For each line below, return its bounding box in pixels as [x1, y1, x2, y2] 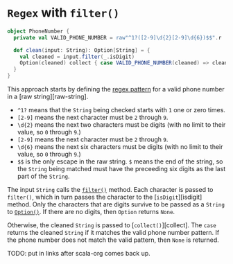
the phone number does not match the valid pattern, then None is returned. [7, 236, 220, 244]
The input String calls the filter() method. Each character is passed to [7, 186, 214, 194]
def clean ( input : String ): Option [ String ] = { [13, 46, 150, 53]
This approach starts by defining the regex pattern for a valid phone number [7, 85, 225, 94]
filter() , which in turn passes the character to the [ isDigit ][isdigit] [7, 193, 202, 202]
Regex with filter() [7, 5, 120, 21]
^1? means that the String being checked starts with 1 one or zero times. [17, 106, 225, 114]
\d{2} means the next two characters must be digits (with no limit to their [17, 121, 226, 129]
